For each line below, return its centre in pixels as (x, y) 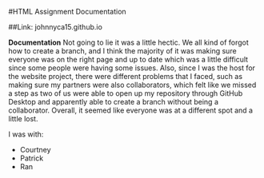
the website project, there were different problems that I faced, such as (125, 76)
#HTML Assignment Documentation (67, 12)
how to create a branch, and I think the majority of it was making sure (123, 51)
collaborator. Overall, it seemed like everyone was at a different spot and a (131, 110)
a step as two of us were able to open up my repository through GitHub (126, 93)
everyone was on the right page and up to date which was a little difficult (128, 59)
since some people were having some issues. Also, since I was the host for (132, 68)
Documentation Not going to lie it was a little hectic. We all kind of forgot (129, 42)
